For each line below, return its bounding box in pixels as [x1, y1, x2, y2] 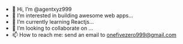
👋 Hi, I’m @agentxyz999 [11, 6, 72, 12]
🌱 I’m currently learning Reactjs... [11, 18, 94, 25]
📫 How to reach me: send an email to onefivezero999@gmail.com [11, 32, 177, 38]
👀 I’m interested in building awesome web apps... [11, 12, 133, 19]
